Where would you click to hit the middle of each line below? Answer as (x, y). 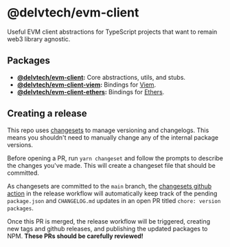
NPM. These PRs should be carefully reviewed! (76, 236)
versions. (20, 144)
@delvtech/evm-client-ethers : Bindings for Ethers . (91, 92)
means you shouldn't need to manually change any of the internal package (113, 137)
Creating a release (47, 114)
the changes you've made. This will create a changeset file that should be (112, 165)
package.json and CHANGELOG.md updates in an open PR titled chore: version (114, 200)
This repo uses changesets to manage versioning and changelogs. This (108, 130)
